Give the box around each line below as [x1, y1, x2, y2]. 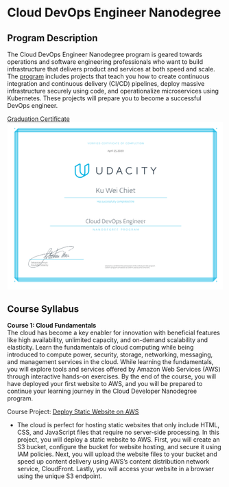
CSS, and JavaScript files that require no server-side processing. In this [16, 428, 219, 437]
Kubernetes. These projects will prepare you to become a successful [7, 94, 202, 102]
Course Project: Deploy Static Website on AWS [7, 407, 139, 416]
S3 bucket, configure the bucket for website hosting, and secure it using [16, 443, 221, 451]
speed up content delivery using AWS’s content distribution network [16, 457, 210, 466]
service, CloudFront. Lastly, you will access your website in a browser [16, 465, 215, 473]
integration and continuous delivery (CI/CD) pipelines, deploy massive [7, 80, 205, 87]
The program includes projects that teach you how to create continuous [7, 72, 210, 80]
